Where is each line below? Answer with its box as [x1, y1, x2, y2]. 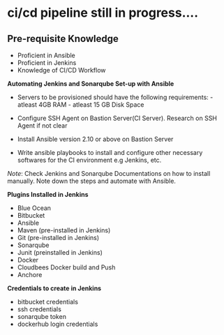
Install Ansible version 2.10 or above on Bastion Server [17, 135, 174, 143]
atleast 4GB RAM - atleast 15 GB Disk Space [17, 100, 144, 109]
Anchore [17, 271, 43, 278]
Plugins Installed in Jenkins [7, 191, 89, 198]
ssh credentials [17, 305, 61, 313]
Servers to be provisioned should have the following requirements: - [17, 93, 214, 101]
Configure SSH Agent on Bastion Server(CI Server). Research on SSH [17, 114, 218, 122]
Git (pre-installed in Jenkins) [17, 234, 100, 241]
